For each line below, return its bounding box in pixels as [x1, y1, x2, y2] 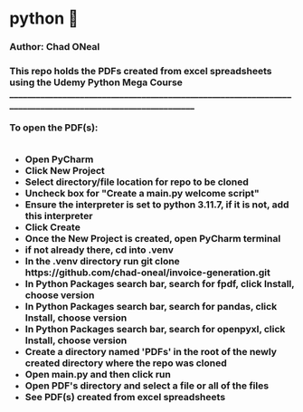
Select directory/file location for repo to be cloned [24, 176, 249, 188]
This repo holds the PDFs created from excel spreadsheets [9, 65, 272, 78]
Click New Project [24, 165, 106, 177]
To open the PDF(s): [9, 121, 99, 134]
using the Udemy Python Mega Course [9, 76, 184, 89]
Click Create [24, 221, 81, 234]
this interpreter [24, 210, 93, 223]
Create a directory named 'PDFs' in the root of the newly [24, 346, 278, 359]
